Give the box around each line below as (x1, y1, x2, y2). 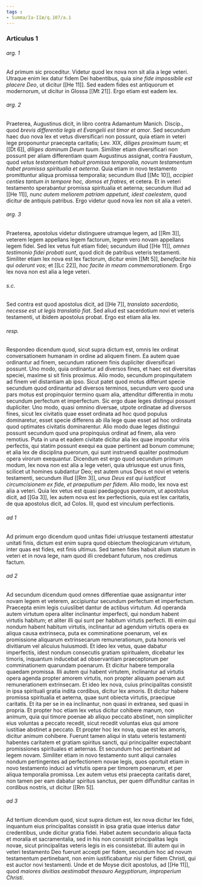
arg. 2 (6, 101, 21, 109)
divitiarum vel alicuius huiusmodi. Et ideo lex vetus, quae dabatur (6, 642, 168, 650)
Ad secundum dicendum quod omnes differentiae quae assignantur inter (6, 590, 187, 598)
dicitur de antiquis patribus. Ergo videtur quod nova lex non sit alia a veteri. (6, 197, 192, 204)
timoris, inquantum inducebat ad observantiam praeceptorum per (6, 655, 169, 662)
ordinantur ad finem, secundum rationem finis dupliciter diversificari (6, 359, 175, 366)
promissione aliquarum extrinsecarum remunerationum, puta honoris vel (6, 636, 186, 643)
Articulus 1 (6, 34, 39, 43)
